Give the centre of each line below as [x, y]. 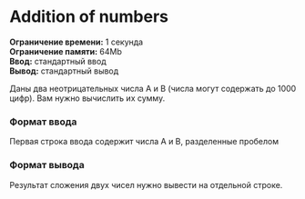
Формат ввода [43, 122]
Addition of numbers [89, 17]
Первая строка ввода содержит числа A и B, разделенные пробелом [144, 142]
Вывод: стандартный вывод [64, 71]
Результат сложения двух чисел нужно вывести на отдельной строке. [146, 184]
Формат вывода [47, 165]
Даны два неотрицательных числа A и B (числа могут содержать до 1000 [153, 88]
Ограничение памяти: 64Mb [66, 51]
